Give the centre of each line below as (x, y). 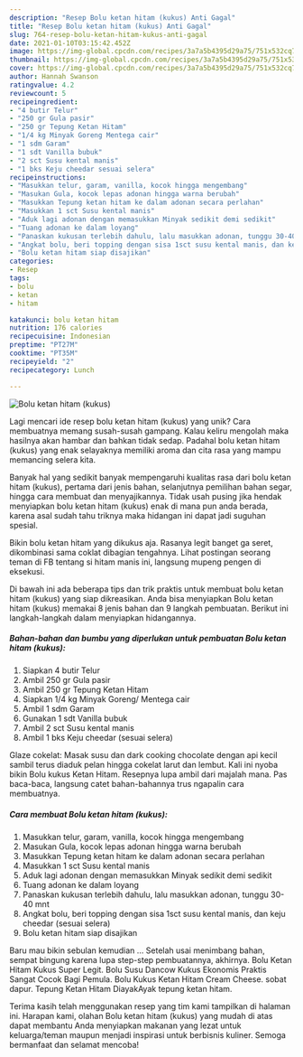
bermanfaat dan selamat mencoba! (74, 1045)
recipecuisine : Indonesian (60, 337)
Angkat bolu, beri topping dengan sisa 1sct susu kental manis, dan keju (154, 914)
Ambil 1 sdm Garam (58, 709)
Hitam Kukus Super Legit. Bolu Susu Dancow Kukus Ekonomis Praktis (138, 970)
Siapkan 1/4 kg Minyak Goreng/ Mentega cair (106, 699)
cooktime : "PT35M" (44, 353)
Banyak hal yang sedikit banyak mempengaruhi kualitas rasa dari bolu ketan (150, 477)
